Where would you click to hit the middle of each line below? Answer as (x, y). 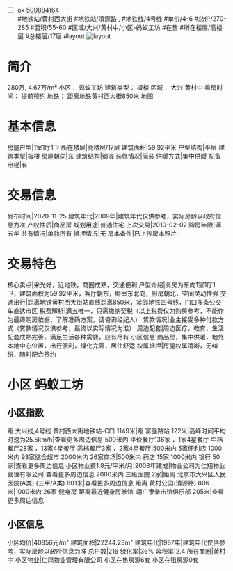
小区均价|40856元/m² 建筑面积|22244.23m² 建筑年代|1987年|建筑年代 (107, 542)
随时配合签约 (38, 354)
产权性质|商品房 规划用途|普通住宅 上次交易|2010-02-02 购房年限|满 (124, 225)
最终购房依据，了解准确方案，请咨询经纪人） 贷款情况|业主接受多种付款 (115, 319)
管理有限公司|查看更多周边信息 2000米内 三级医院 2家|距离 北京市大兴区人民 (116, 474)
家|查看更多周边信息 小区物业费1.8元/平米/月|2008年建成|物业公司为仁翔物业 (116, 465)
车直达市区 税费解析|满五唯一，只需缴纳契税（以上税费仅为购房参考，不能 (113, 311)
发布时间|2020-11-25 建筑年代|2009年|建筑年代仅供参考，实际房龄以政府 (111, 216)
